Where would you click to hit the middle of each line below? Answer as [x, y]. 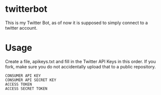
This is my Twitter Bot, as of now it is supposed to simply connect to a [77, 23]
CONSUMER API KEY [23, 76]
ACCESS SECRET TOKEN [27, 89]
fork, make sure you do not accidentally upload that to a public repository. [80, 66]
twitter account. [21, 28]
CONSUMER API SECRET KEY [31, 80]
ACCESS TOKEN [19, 84]
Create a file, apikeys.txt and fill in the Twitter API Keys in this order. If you [80, 61]
